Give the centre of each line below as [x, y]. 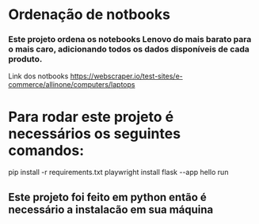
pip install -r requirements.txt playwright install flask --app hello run [118, 173]
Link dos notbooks [38, 76]
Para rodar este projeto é [91, 117]
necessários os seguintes [94, 133]
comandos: [46, 150]
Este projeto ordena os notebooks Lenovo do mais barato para [130, 40]
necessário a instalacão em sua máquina [111, 209]
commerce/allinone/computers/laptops [72, 85]
